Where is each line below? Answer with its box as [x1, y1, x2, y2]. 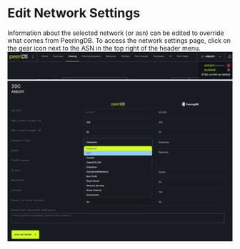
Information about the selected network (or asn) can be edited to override [7, 29, 225, 37]
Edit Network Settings [7, 5, 141, 21]
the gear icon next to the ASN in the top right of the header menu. [7, 44, 201, 52]
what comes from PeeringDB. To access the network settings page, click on [7, 36, 231, 44]
